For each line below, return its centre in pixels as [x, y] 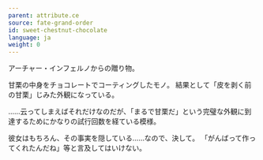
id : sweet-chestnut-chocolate [58, 30]
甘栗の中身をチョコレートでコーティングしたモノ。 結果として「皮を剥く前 [130, 85]
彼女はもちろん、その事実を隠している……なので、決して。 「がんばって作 [129, 138]
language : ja [30, 37]
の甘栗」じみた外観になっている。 [64, 95]
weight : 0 [24, 45]
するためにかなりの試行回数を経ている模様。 [87, 121]
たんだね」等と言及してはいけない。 [87, 148]
